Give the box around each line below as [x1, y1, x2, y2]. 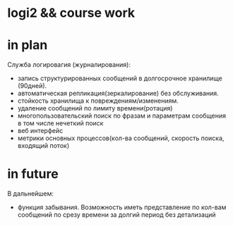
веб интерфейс [17, 127, 64, 135]
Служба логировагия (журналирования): [7, 61, 131, 69]
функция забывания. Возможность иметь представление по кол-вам [17, 203, 227, 212]
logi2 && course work [7, 5, 136, 21]
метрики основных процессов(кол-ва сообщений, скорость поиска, [17, 134, 225, 142]
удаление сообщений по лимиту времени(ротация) [17, 104, 173, 113]
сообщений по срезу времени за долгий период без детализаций [17, 211, 216, 219]
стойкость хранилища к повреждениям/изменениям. [17, 96, 179, 105]
